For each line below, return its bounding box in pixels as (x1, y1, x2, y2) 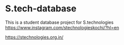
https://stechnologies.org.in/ (5, 34, 64, 40)
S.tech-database (5, 3, 77, 14)
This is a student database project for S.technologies (5, 19, 114, 25)
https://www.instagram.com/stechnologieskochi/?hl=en (5, 24, 120, 30)
